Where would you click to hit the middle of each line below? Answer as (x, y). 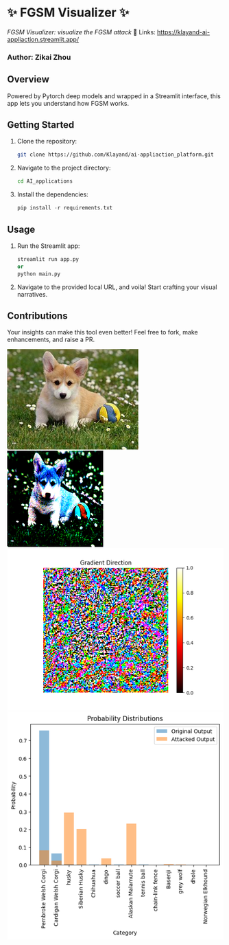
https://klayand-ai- (183, 32)
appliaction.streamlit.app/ (43, 39)
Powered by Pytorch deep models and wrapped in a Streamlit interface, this (114, 96)
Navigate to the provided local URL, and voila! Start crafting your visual (117, 287)
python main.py (39, 274)
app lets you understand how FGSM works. (68, 103)
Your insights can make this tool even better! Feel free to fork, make (103, 332)
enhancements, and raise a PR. (51, 340)
